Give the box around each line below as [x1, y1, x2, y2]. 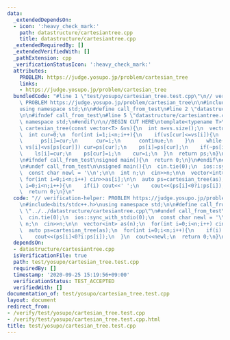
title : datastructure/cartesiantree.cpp [19, 36, 136, 42]
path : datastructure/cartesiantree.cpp [19, 29, 133, 36]
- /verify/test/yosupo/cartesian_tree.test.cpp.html [7, 316, 161, 323]
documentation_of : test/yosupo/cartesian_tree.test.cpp [7, 291, 170, 297]
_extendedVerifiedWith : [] [13, 49, 90, 56]
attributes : [13, 67, 48, 74]
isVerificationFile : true [13, 252, 88, 259]
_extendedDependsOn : [13, 16, 72, 23]
